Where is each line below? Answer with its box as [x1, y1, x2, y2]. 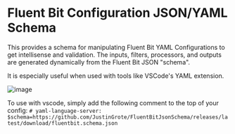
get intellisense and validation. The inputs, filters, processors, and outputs [7, 51, 222, 59]
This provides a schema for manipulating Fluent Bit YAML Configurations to [7, 43, 225, 51]
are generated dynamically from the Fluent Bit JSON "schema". [7, 58, 191, 66]
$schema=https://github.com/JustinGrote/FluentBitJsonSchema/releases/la [7, 114, 229, 121]
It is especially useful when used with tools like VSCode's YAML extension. [7, 72, 224, 80]
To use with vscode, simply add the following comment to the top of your [7, 98, 220, 107]
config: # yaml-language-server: [7, 106, 102, 114]
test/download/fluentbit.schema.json [7, 119, 118, 127]
